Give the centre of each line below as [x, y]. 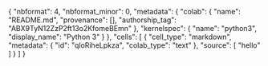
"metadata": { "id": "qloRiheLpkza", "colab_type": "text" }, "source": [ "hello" [134, 45]
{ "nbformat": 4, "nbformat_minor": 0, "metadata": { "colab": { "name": [124, 12]
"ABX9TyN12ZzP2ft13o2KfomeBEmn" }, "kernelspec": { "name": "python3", [132, 28]
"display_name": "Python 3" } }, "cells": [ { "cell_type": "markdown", [120, 37]
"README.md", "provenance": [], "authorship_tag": [92, 20]
